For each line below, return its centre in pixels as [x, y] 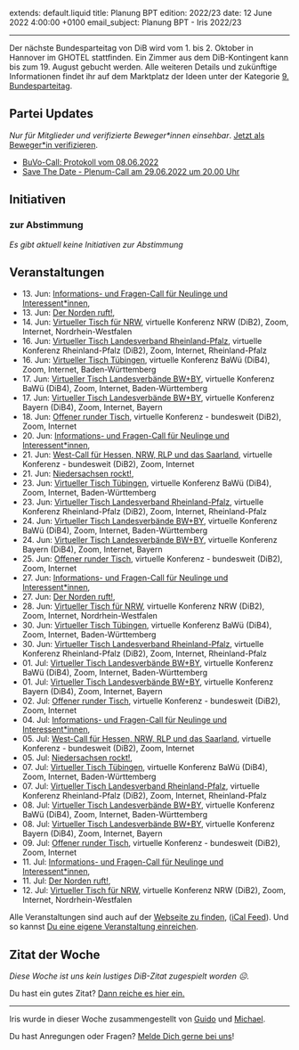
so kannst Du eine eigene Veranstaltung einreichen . [104, 927]
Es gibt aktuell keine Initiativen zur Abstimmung [97, 244]
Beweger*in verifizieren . [53, 144]
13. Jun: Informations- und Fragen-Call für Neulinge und [125, 294]
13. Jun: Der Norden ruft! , [69, 313]
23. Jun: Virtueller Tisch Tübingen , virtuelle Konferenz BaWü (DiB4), [147, 483]
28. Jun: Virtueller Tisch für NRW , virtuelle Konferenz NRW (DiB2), [143, 606]
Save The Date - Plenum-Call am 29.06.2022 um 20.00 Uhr [131, 171]
